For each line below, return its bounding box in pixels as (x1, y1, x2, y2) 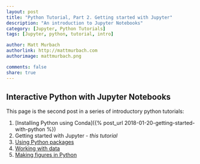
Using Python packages (14, 139, 74, 146)
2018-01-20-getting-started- (124, 120, 195, 127)
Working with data (14, 145, 60, 152)
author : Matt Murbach (6, 42, 60, 48)
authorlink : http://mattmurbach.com (6, 47, 98, 54)
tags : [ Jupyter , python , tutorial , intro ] (6, 31, 114, 37)
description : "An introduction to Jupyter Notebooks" (6, 20, 144, 26)
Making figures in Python (14, 151, 77, 159)
